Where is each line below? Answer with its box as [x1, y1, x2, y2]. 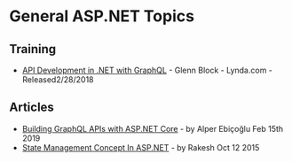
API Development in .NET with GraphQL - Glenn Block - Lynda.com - [21, 65, 273, 75]
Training [9, 42, 57, 57]
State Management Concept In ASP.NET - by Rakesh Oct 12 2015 [21, 142, 260, 152]
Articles [9, 100, 55, 115]
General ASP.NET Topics [9, 6, 195, 27]
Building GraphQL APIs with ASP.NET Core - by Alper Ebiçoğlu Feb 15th [21, 123, 284, 134]
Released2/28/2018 [21, 74, 94, 85]
